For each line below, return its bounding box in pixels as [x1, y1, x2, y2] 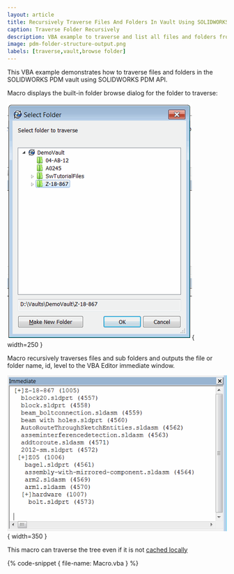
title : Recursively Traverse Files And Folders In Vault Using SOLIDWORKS [7, 18, 229, 26]
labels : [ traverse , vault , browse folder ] [7, 48, 127, 55]
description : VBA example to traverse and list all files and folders [7, 33, 217, 40]
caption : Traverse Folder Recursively [7, 26, 120, 33]
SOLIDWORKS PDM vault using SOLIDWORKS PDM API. [7, 75, 168, 84]
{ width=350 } [7, 532, 47, 540]
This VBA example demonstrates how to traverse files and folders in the [7, 68, 214, 76]
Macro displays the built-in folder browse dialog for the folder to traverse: [7, 89, 218, 97]
